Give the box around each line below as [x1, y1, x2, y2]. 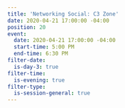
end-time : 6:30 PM [13, 50, 69, 58]
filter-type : [7, 83, 46, 90]
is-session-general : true [13, 90, 91, 97]
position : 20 [7, 23, 46, 31]
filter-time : [7, 70, 46, 77]
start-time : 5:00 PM [13, 43, 75, 50]
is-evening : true [13, 76, 65, 84]
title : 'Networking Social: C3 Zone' [7, 10, 119, 18]
